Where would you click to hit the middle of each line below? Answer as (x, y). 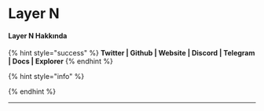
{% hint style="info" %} (46, 77)
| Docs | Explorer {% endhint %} (61, 61)
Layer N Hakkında (38, 35)
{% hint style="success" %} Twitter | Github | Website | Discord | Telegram (132, 53)
